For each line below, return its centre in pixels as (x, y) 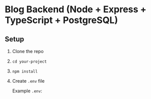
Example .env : (27, 91)
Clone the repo (28, 51)
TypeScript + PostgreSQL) (61, 20)
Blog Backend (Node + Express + (75, 9)
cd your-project (29, 62)
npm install (25, 71)
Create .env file (28, 81)
